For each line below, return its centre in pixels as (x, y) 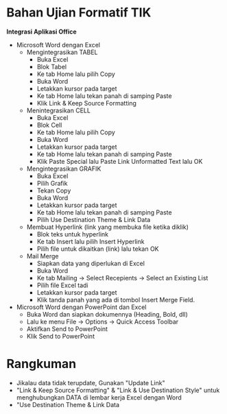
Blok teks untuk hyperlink (73, 234)
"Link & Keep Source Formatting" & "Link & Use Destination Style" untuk (118, 390)
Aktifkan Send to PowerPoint (67, 329)
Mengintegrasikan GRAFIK (64, 169)
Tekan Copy (54, 191)
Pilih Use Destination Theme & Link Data (94, 219)
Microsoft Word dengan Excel (58, 45)
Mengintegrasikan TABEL (62, 52)
